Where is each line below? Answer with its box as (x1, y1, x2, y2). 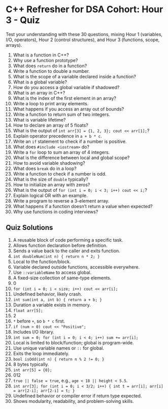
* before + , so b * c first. (13, 318, 65, 324)
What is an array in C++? (13, 90, 65, 96)
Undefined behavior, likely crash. (13, 291, 82, 297)
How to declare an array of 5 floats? (13, 122, 88, 128)
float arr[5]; (13, 308, 43, 313)
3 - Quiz (6, 14, 40, 26)
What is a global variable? (13, 79, 68, 85)
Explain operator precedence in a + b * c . (13, 133, 102, 139)
